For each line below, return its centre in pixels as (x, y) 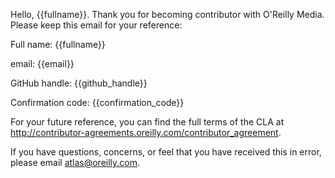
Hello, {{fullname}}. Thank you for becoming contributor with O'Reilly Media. (167, 14)
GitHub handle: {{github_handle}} (79, 83)
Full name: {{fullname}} (58, 44)
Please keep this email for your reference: (96, 25)
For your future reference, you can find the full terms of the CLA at (147, 122)
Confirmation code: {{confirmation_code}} (97, 102)
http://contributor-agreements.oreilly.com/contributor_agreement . (146, 132)
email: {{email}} (42, 63)
